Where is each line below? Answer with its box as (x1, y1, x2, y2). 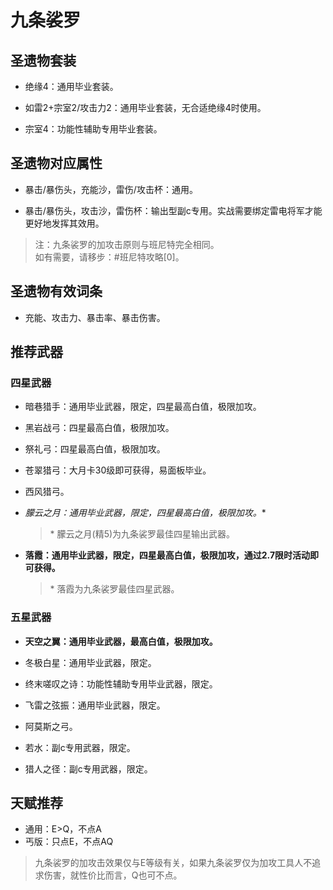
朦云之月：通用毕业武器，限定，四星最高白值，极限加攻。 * (24, 507, 267, 519)
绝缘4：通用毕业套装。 (24, 81, 119, 92)
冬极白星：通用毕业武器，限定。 (24, 656, 157, 668)
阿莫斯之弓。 (24, 720, 78, 732)
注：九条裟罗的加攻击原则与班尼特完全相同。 (34, 238, 220, 250)
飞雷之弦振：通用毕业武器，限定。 (24, 699, 166, 711)
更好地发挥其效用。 (24, 217, 105, 229)
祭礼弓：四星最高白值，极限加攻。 (24, 443, 166, 455)
